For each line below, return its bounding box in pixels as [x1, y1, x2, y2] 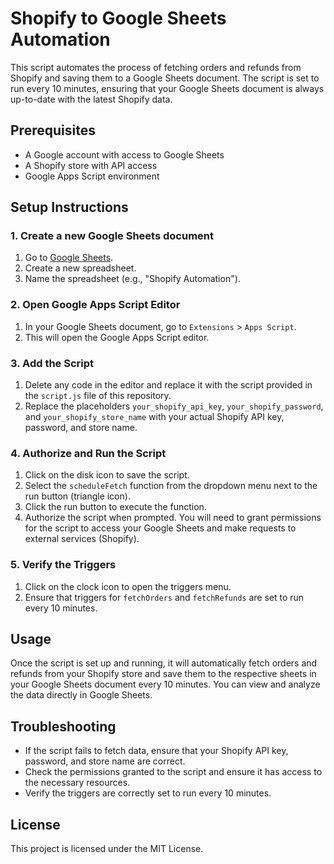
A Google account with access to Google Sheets [24, 148, 225, 161]
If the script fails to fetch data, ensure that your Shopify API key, [24, 745, 289, 757]
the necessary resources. [24, 777, 131, 789]
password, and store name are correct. [24, 755, 186, 767]
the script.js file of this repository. [24, 390, 172, 402]
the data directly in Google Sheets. [10, 689, 153, 701]
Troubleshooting [10, 718, 117, 735]
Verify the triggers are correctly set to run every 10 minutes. [24, 787, 272, 799]
